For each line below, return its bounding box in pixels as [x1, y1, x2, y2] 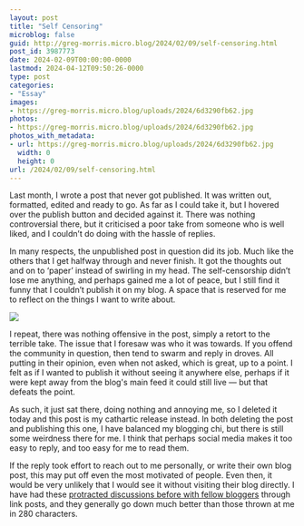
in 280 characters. [9, 509, 79, 520]
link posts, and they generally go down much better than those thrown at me [9, 499, 295, 510]
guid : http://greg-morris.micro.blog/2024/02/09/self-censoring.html [9, 38, 279, 48]
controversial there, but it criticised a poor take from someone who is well [9, 219, 285, 229]
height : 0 [17, 156, 54, 166]
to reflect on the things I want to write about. [9, 294, 176, 305]
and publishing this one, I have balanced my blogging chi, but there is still [9, 424, 284, 434]
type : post [9, 73, 51, 82]
